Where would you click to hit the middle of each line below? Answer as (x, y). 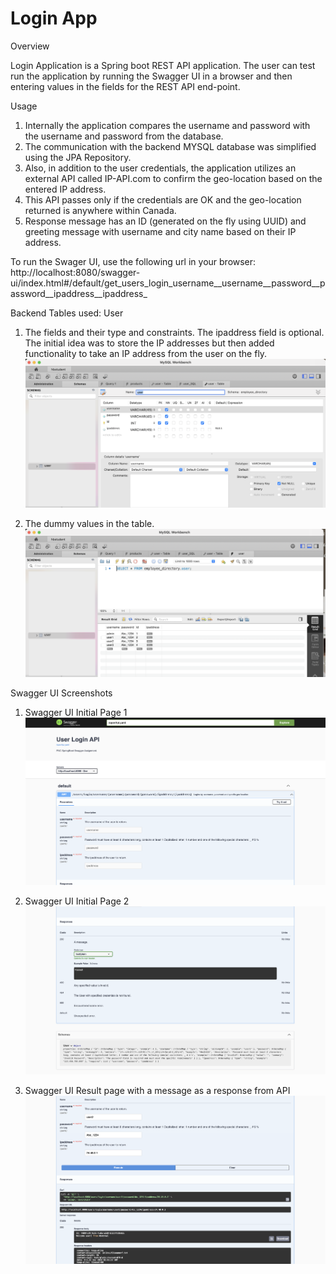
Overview (30, 46)
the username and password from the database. (124, 136)
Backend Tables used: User (67, 313)
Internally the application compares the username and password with (167, 125)
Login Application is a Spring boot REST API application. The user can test (163, 65)
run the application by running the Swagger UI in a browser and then (151, 76)
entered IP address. (65, 189)
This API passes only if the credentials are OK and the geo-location (163, 199)
